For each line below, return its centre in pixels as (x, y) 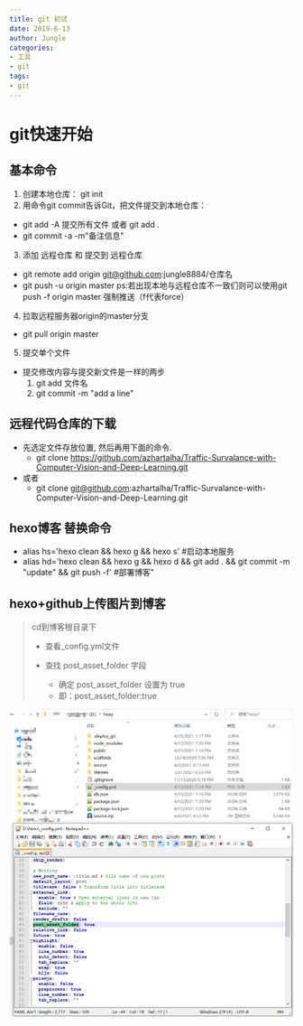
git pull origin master (60, 333)
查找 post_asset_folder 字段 (96, 666)
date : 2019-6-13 (40, 28)
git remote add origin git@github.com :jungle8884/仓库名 (127, 274)
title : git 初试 (38, 19)
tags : (19, 77)
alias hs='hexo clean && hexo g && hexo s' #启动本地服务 (128, 552)
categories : (32, 48)
